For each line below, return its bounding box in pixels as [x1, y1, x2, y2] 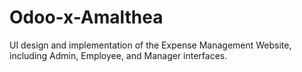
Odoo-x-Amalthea [9, 6, 164, 29]
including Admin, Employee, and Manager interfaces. [9, 49, 228, 61]
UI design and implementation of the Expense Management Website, [9, 39, 292, 51]
